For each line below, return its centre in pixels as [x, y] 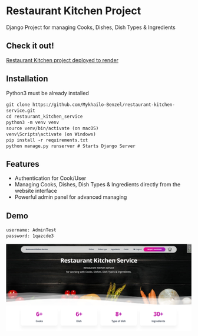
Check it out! [30, 46]
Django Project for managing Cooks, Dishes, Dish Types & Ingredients [91, 27]
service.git [21, 111]
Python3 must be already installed [48, 93]
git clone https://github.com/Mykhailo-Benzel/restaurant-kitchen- [91, 105]
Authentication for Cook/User [50, 178]
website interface [36, 191]
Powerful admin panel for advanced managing [71, 197]
